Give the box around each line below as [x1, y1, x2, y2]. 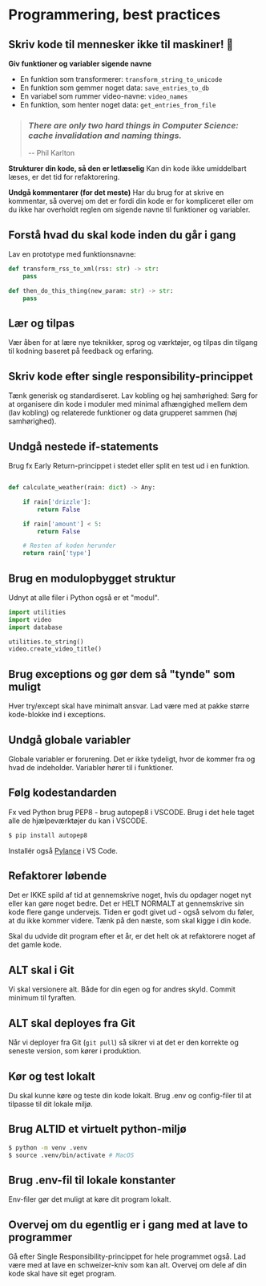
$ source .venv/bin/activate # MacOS [8, 1151, 135, 1159]
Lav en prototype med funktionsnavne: [8, 249, 136, 259]
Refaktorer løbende [8, 869, 107, 883]
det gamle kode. [8, 940, 62, 950]
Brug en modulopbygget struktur [8, 571, 176, 585]
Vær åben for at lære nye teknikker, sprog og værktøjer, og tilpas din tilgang [8, 338, 258, 347]
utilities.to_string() [8, 638, 84, 646]
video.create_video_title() [8, 645, 103, 653]
